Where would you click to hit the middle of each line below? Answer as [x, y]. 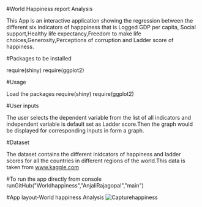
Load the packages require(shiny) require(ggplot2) [70, 94]
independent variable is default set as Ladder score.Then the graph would [100, 124]
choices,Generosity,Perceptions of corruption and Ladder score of [90, 40]
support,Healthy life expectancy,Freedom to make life [74, 34]
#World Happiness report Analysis [50, 9]
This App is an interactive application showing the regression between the [100, 20]
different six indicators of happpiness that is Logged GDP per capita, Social [101, 27]
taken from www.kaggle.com [43, 167]
